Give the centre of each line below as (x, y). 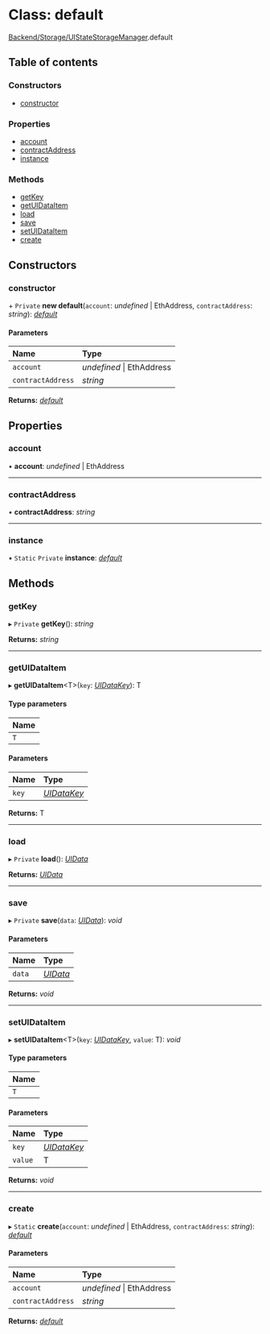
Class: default (56, 15)
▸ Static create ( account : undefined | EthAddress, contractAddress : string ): (132, 1226)
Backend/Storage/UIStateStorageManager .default (90, 37)
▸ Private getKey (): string (51, 624)
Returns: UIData (36, 875)
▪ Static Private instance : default (65, 558)
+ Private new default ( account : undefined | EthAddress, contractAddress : (131, 305)
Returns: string (33, 640)
